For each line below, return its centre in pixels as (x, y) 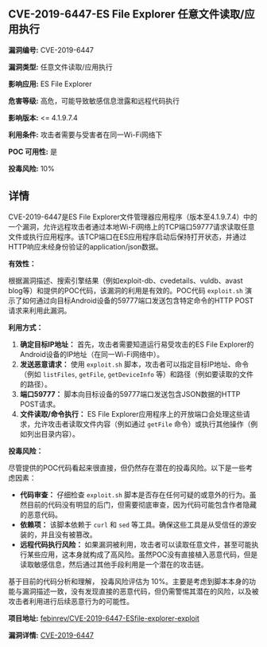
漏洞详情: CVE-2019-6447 (51, 635)
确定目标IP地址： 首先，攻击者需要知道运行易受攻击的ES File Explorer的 (137, 344)
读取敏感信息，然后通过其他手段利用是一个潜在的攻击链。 (114, 564)
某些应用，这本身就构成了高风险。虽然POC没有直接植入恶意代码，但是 (142, 554)
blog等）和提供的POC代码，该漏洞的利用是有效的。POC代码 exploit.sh (126, 290)
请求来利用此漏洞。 (40, 310)
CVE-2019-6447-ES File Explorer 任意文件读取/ (126, 14)
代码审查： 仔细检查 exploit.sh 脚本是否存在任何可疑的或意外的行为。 (135, 494)
